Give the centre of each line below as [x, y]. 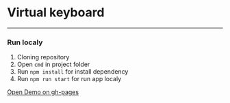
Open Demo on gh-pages [43, 92]
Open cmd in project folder [53, 64]
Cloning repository [43, 57]
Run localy [25, 42]
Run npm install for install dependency [73, 72]
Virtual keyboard [56, 13]
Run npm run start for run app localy [69, 79]
